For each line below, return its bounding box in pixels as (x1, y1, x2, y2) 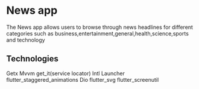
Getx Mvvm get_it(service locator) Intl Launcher (6, 70, 125, 77)
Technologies (6, 54, 59, 64)
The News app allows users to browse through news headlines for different (6, 23, 193, 31)
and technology (6, 36, 45, 43)
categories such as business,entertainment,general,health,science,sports (6, 29, 189, 37)
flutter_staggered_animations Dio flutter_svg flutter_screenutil (6, 76, 159, 83)
